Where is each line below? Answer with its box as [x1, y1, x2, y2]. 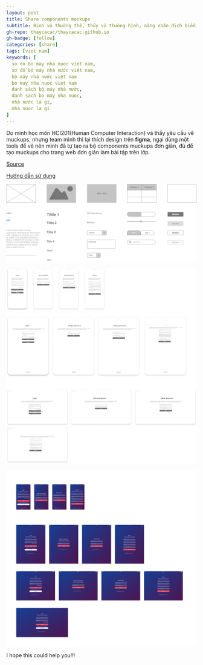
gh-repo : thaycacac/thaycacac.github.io [6, 29, 110, 35]
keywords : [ [6, 54, 36, 61]
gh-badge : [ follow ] [6, 35, 56, 42]
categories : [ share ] [6, 42, 59, 48]
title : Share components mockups [6, 16, 91, 22]
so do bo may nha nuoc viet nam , [11, 61, 96, 67]
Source [6, 160, 24, 168]
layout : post [6, 10, 39, 16]
